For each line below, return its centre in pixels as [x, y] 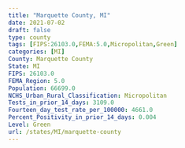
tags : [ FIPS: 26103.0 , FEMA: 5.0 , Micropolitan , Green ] [93, 45]
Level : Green [30, 125]
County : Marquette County [50, 60]
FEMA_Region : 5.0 [37, 81]
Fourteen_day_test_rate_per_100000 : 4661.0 [81, 110]
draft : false [30, 30]
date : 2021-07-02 [37, 23]
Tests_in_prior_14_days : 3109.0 [61, 103]
